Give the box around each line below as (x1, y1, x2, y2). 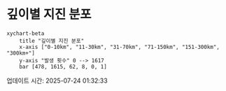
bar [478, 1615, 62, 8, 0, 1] (19, 63, 108, 70)
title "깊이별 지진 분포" (19, 37, 85, 44)
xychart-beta (6, 29, 45, 37)
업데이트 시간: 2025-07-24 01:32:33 (6, 76, 108, 85)
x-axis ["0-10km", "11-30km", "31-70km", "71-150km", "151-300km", (19, 43, 220, 50)
